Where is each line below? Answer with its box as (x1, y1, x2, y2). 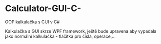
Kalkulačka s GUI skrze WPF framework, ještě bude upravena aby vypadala (5, 28, 157, 34)
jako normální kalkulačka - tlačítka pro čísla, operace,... (5, 33, 116, 39)
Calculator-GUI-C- (5, 3, 81, 14)
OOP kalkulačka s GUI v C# (5, 19, 60, 25)
